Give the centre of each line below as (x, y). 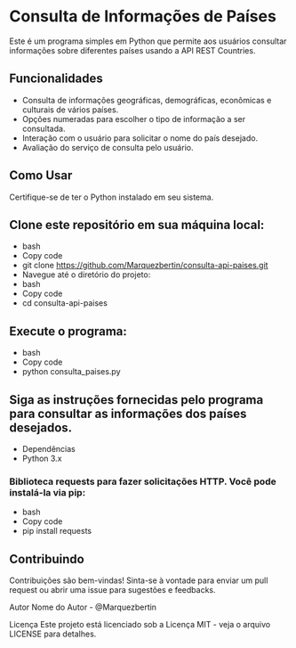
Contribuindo (47, 559)
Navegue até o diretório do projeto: (86, 275)
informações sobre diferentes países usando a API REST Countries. (132, 50)
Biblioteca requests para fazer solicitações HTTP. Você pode (143, 481)
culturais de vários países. (70, 110)
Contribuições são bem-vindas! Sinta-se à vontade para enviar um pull (139, 580)
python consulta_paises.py (72, 372)
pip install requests (56, 531)
